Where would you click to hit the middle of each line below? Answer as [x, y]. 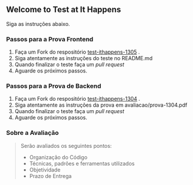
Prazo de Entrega [50, 176]
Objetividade [45, 170]
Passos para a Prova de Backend [54, 86]
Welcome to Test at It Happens [63, 10]
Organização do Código [58, 157]
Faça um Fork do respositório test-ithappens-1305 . [77, 52]
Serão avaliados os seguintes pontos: [66, 146]
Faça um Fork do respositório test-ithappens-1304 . [77, 99]
